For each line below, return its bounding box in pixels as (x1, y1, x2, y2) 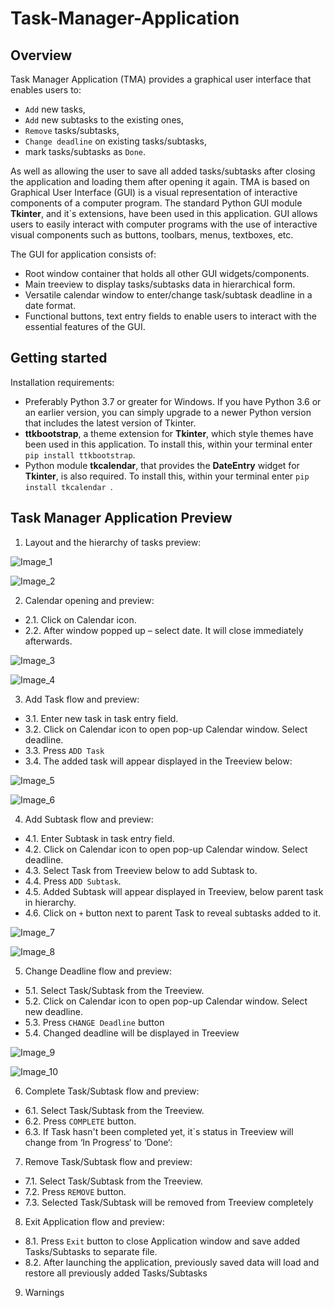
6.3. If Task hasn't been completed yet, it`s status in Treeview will (24, 1125, 294, 1137)
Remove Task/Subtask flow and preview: (24, 1155, 193, 1167)
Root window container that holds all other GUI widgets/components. (24, 268, 310, 279)
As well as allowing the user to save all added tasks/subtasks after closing (10, 165, 316, 177)
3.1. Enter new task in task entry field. (24, 712, 179, 724)
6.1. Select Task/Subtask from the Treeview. (24, 1104, 205, 1116)
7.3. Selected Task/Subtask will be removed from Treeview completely (24, 1196, 314, 1208)
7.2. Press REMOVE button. (24, 1185, 127, 1197)
